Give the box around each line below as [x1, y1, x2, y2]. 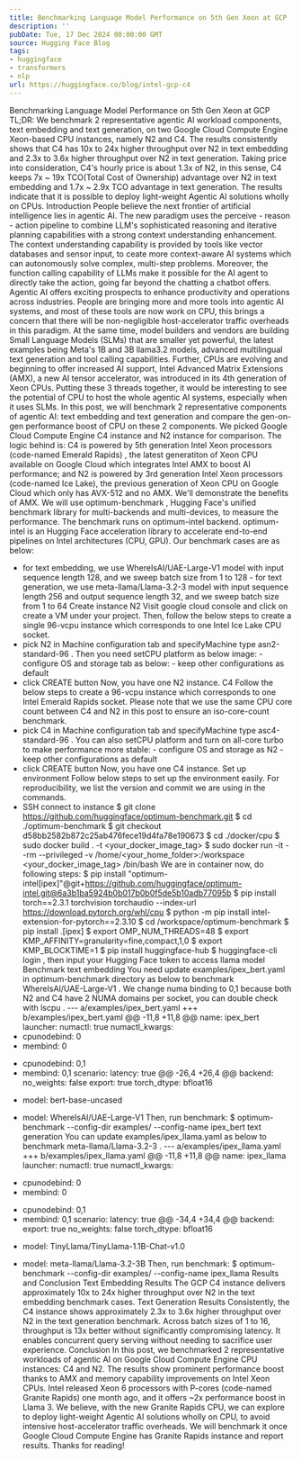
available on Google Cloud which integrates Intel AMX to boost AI [9, 458, 252, 469]
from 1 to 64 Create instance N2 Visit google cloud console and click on [22, 600, 288, 611]
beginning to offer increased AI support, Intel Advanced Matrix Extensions [9, 363, 284, 374]
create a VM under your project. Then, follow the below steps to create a [22, 609, 292, 621]
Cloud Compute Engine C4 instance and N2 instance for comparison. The [9, 429, 282, 441]
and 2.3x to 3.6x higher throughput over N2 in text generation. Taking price [9, 152, 288, 163]
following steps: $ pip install [22, 868, 127, 879]
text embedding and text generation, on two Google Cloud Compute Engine [9, 123, 288, 135]
